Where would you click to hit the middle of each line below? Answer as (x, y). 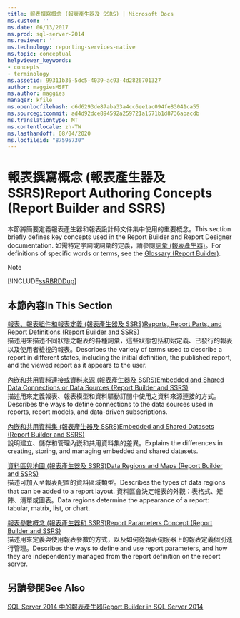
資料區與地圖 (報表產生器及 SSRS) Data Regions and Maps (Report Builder (115, 466)
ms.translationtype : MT (43, 120)
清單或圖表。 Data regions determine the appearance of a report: (114, 500)
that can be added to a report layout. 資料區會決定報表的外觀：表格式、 (112, 491)
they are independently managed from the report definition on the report (114, 556)
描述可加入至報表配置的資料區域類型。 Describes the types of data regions (116, 482)
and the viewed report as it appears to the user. (77, 365)
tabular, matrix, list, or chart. (49, 508)
